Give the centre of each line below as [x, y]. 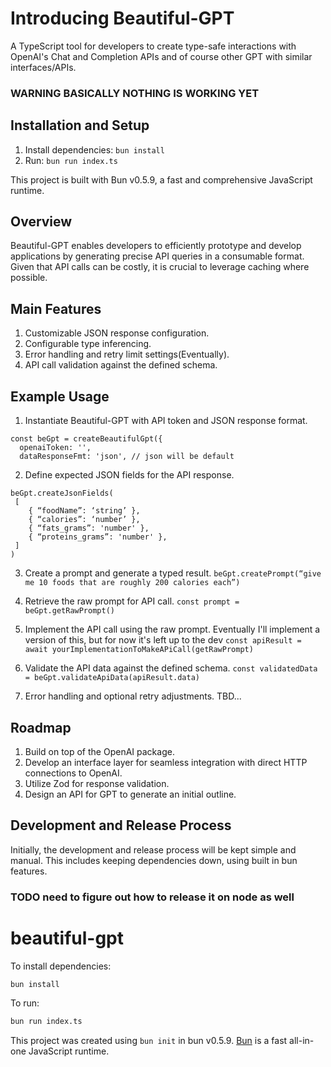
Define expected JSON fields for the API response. [129, 475]
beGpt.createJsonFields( [62, 493]
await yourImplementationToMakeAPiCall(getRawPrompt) [139, 650]
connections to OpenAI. [73, 773]
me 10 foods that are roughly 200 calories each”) [132, 583]
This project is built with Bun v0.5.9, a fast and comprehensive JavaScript [161, 179]
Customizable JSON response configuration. [117, 333]
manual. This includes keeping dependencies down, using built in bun [154, 860]
